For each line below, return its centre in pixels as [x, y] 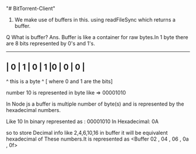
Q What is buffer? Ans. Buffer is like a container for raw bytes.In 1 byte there [97, 37]
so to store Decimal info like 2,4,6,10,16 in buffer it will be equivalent [87, 132]
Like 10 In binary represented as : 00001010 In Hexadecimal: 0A [82, 121]
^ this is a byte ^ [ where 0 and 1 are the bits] [60, 81]
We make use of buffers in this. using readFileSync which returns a [95, 20]
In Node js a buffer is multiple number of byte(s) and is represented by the [95, 104]
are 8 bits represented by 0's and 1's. [50, 43]
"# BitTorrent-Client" [31, 8]
